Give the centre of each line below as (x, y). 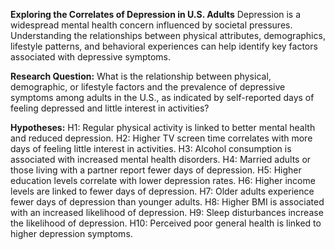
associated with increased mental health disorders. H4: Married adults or (161, 159)
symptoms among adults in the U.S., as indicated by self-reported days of (162, 97)
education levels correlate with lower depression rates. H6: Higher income (163, 180)
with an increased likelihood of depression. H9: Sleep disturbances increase (167, 212)
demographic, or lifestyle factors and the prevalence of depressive (148, 87)
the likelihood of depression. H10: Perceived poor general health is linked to (166, 223)
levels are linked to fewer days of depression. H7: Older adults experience (162, 191)
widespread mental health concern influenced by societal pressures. (151, 25)
